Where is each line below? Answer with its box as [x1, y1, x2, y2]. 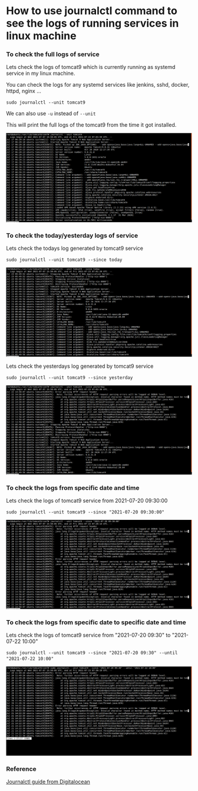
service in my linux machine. [6, 70, 75, 77]
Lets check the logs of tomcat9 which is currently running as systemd [6, 64, 176, 71]
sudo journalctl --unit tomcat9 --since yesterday [6, 375, 133, 381]
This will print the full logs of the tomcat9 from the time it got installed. [6, 121, 177, 128]
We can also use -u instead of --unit [6, 110, 96, 117]
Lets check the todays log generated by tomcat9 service [6, 245, 143, 252]
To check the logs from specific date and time [6, 483, 140, 492]
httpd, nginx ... [6, 87, 41, 95]
